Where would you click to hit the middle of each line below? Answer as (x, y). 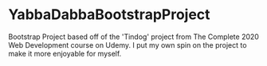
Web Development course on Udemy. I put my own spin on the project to (128, 45)
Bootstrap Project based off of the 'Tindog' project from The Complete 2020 (133, 37)
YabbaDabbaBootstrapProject (109, 15)
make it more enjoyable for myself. (65, 53)
